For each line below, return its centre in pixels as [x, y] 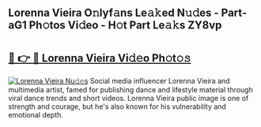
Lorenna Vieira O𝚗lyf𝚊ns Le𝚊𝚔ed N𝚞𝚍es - [113, 13]
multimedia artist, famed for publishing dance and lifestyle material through [130, 90]
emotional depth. [36, 115]
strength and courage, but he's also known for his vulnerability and [117, 106]
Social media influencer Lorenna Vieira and [160, 81]
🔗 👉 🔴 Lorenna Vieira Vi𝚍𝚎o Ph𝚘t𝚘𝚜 [100, 58]
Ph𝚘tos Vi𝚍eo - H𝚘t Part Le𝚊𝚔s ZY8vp [125, 26]
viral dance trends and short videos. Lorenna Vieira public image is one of [129, 98]
